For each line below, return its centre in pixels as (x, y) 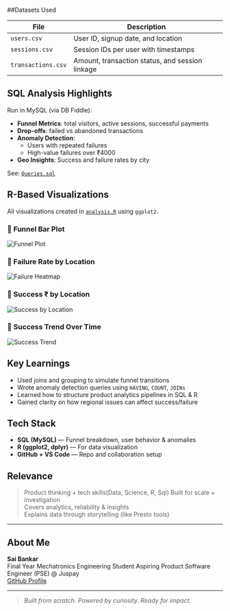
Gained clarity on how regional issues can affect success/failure (107, 402)
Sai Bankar (23, 559)
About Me (28, 542)
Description (146, 27)
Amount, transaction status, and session (138, 61)
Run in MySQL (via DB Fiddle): (50, 110)
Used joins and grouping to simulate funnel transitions (93, 380)
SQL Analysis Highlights (60, 94)
